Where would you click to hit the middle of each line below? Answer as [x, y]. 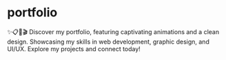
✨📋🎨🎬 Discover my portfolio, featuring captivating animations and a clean [113, 31]
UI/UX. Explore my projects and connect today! [74, 48]
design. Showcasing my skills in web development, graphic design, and [109, 42]
